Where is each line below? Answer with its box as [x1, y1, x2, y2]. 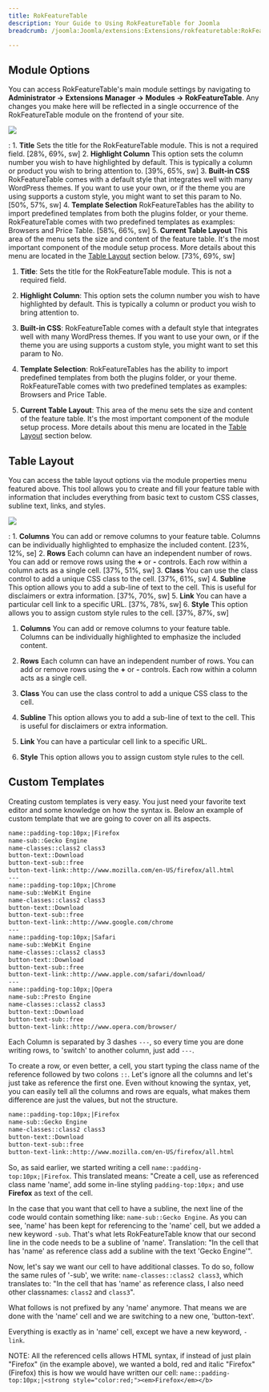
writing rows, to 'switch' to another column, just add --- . [8, 1046, 195, 1056]
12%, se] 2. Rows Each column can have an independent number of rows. [8, 549, 252, 557]
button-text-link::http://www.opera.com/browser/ [8, 1023, 178, 1031]
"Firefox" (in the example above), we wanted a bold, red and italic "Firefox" [8, 1359, 255, 1369]
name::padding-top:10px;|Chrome [8, 881, 116, 889]
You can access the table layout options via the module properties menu [8, 476, 247, 485]
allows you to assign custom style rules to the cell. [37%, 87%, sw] [8, 608, 230, 618]
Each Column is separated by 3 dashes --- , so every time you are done [8, 1037, 244, 1047]
